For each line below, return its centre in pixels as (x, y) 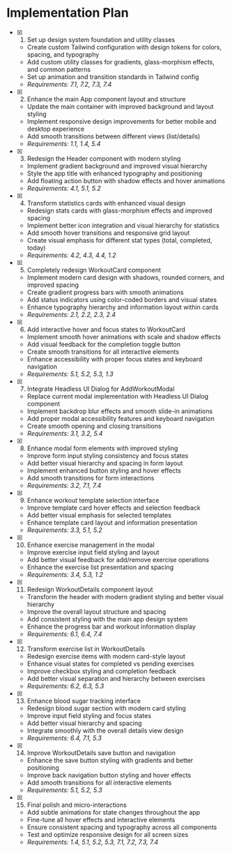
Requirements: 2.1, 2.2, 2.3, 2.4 (71, 314)
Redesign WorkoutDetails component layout (90, 589)
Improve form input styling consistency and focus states (108, 455)
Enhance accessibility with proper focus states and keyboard (115, 359)
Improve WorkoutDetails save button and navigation (101, 752)
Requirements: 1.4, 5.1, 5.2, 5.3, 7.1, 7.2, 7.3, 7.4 (92, 842)
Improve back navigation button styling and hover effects (109, 775)
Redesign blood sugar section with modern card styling (106, 708)
